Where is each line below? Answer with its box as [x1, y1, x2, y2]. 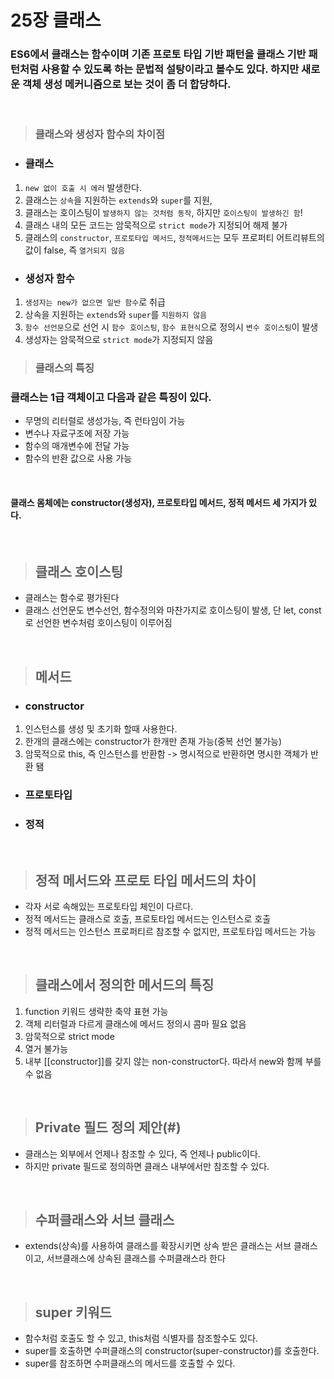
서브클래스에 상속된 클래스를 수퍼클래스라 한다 [46, 1252, 226, 1265]
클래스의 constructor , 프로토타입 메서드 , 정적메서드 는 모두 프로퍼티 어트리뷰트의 [24, 231, 325, 243]
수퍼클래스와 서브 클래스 [34, 1211, 175, 1228]
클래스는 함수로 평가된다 [24, 592, 120, 604]
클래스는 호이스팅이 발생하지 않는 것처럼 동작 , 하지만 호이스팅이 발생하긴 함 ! [24, 206, 303, 218]
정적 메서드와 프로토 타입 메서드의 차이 [34, 872, 257, 889]
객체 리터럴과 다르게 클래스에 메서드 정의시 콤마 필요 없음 [24, 1017, 247, 1030]
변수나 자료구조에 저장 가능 [24, 427, 130, 440]
